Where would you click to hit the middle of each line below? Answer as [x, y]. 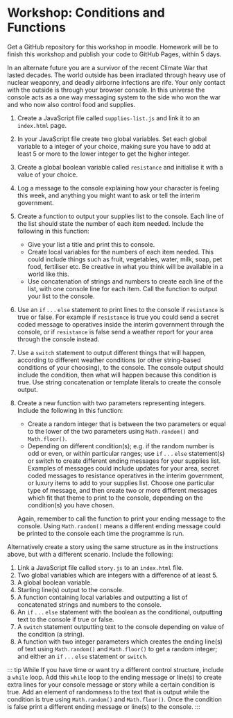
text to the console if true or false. [66, 619]
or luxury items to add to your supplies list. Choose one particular [121, 483]
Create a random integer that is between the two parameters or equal [127, 424]
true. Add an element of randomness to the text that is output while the [108, 692]
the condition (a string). [51, 634]
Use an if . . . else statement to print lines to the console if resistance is [121, 309]
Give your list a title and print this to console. [91, 244]
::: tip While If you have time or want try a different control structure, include [115, 669]
